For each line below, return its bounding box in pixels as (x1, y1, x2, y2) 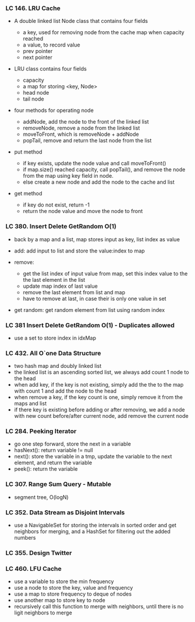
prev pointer (22, 48, 53, 55)
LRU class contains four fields (14, 65, 87, 72)
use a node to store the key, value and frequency (14, 584, 133, 591)
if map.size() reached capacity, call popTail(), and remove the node (22, 166, 186, 173)
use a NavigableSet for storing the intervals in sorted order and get (14, 522, 177, 529)
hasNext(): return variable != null (14, 447, 94, 454)
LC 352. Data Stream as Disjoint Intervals (5, 508, 125, 516)
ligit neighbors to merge (14, 609, 72, 616)
